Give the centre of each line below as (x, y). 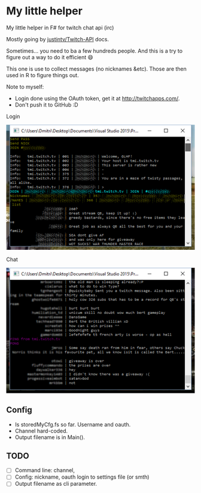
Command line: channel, (45, 470)
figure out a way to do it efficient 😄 (50, 57)
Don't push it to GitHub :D (47, 105)
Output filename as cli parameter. (56, 484)
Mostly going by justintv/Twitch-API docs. (58, 39)
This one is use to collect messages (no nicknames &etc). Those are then (97, 69)
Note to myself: (25, 87)
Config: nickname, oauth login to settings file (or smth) (82, 477)
